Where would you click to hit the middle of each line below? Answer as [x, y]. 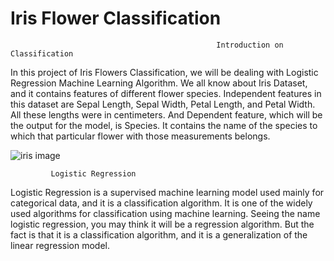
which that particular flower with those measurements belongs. [140, 136]
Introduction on [250, 45]
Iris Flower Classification [116, 18]
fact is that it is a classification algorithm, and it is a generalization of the [159, 234]
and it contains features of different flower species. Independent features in [166, 93]
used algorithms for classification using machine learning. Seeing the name [165, 213]
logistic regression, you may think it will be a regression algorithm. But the [162, 224]
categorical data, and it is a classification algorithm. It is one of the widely [161, 203]
